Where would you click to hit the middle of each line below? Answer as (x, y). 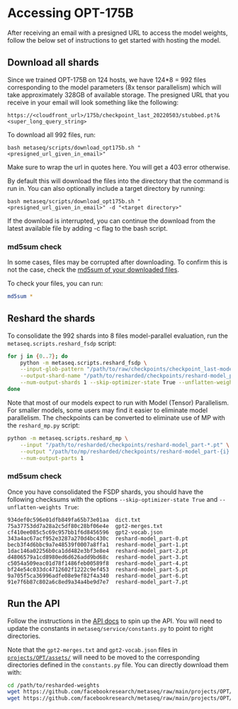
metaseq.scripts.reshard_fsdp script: (62, 343)
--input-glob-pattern (52, 369)
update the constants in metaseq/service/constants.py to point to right (110, 628)
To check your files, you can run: (55, 284)
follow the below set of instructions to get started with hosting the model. (114, 40)
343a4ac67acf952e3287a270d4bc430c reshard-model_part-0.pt (98, 538)
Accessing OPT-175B (70, 13)
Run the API (34, 604)
